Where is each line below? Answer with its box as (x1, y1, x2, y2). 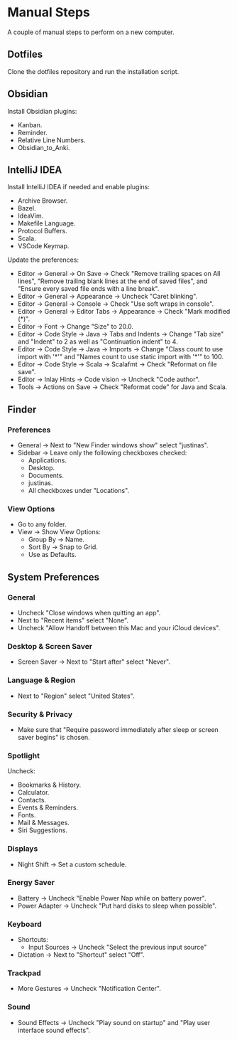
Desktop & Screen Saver (7, 641, 93, 651)
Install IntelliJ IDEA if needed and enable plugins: (7, 183, 150, 191)
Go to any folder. (17, 520, 67, 529)
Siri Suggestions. (17, 826, 67, 834)
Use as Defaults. (28, 551, 77, 559)
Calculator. (17, 788, 50, 797)
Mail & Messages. (17, 819, 70, 827)
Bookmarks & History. (17, 780, 82, 790)
